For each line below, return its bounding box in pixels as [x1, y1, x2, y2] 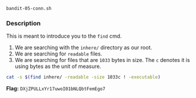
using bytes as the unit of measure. [14, 63, 102, 70]
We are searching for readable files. [14, 50, 103, 57]
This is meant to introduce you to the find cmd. [6, 32, 122, 40]
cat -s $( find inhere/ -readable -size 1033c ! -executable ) [6, 74, 161, 80]
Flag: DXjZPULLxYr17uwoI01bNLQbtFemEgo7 [6, 85, 106, 92]
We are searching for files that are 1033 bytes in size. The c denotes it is [14, 57, 190, 64]
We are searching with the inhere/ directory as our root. [14, 44, 153, 51]
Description [6, 19, 41, 27]
